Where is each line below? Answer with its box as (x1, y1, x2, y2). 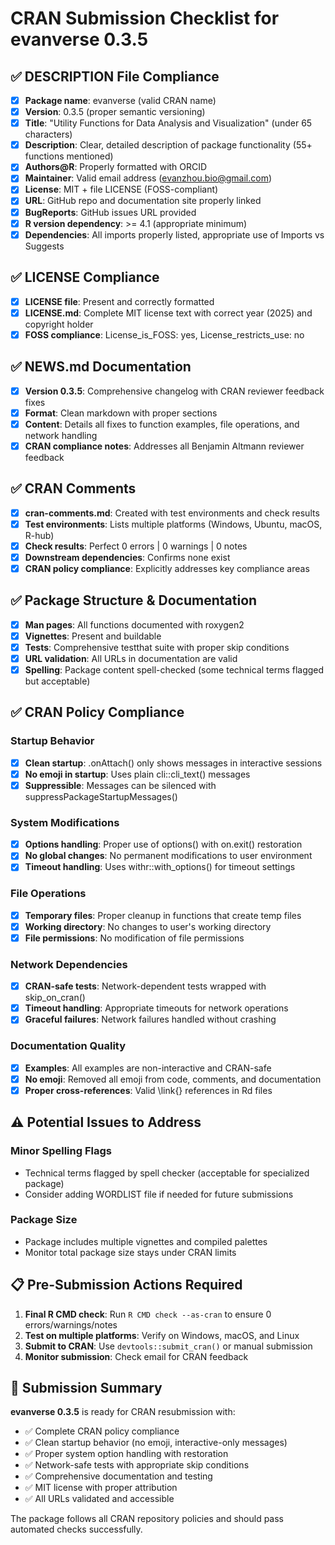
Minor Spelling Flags (10, 1144, 112, 1158)
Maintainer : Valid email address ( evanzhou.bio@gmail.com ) (24, 172, 273, 184)
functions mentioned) (24, 150, 114, 162)
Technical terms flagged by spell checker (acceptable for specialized (24, 1167, 310, 1179)
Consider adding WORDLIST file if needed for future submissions (24, 1188, 294, 1200)
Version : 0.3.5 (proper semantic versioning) (24, 106, 206, 118)
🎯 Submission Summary (10, 1380, 163, 1396)
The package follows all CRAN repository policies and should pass (10, 1513, 284, 1525)
